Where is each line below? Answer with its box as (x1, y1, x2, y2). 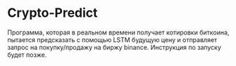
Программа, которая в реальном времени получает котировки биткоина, (7, 28, 230, 37)
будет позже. (7, 51, 47, 59)
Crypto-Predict (7, 5, 98, 21)
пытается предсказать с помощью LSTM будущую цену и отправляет (7, 35, 218, 44)
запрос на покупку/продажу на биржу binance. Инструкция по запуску (7, 43, 222, 51)
